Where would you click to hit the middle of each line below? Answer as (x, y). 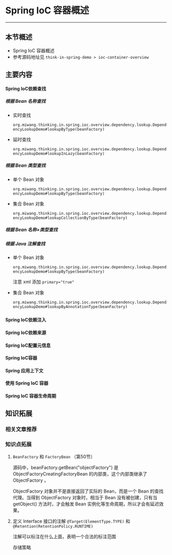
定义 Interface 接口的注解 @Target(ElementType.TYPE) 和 (71, 521)
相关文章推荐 (21, 429)
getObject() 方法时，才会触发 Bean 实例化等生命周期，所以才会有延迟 (86, 504)
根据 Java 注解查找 (25, 243)
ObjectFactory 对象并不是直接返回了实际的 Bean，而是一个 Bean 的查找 (88, 491)
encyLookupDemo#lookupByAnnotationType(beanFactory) (70, 307)
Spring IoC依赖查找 (26, 88)
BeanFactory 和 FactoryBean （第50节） (54, 456)
